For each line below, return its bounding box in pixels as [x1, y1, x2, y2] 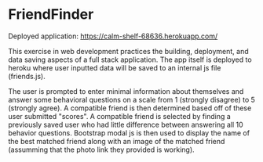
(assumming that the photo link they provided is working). [8, 145, 195, 154]
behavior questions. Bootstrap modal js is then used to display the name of [8, 128, 250, 138]
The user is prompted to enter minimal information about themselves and [8, 86, 244, 95]
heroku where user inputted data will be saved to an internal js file [8, 63, 221, 72]
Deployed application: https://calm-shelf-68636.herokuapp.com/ [8, 31, 218, 41]
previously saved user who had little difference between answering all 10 [8, 120, 243, 129]
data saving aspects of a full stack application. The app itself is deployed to [8, 55, 253, 64]
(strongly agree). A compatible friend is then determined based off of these [8, 103, 252, 113]
